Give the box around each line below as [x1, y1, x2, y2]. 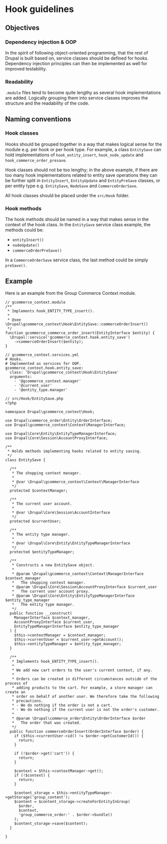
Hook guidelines [5, 4, 74, 15]
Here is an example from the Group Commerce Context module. [5, 290, 136, 296]
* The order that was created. [11, 720, 81, 725]
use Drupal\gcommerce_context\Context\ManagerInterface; [5, 422, 126, 428]
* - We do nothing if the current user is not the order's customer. [11, 707, 160, 712]
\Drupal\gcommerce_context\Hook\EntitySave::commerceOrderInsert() [5, 321, 149, 326]
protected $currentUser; [9, 519, 61, 524]
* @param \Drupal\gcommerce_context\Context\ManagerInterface [11, 571, 144, 576]
